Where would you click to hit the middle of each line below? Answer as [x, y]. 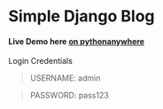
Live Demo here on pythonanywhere [77, 41]
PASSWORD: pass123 [70, 96]
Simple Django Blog [81, 16]
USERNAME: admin [65, 78]
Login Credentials [40, 61]
